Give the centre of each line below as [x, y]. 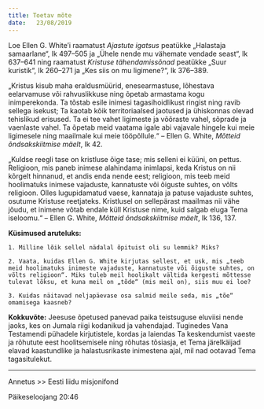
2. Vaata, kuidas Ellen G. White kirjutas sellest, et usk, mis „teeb [126, 261]
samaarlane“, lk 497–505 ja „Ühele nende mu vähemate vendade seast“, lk [128, 53]
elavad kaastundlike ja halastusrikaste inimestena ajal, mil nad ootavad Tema [132, 350]
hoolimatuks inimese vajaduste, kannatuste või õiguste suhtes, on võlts [123, 184]
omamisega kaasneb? [40, 302]
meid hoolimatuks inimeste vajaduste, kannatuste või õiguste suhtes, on [132, 268]
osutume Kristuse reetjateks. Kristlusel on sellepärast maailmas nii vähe [124, 201]
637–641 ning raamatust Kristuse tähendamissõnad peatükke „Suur [117, 62]
